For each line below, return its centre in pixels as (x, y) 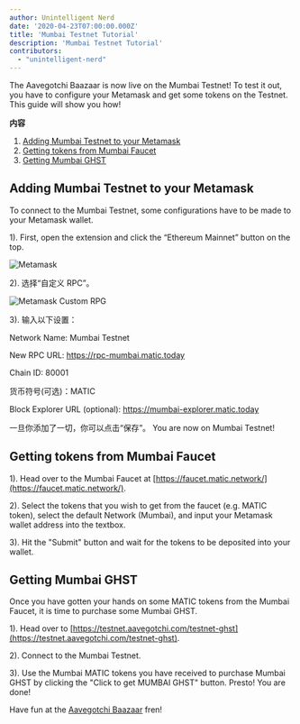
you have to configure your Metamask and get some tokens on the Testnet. (149, 95)
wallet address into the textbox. (68, 525)
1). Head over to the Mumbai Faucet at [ (82, 478)
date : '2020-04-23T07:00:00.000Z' (74, 26)
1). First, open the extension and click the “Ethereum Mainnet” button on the (150, 237)
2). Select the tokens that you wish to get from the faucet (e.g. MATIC (138, 505)
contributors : (36, 51)
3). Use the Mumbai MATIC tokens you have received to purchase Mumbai (148, 674)
